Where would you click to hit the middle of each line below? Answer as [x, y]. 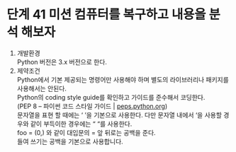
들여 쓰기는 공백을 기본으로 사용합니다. [70, 141]
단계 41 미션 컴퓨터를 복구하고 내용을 [106, 14]
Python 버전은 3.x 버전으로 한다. [62, 62]
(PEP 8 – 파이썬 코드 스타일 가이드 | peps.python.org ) [92, 106]
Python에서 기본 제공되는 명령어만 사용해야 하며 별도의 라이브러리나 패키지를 [123, 79]
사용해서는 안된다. [41, 88]
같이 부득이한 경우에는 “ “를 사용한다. [81, 124]
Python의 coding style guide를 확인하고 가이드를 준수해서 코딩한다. [111, 97]
